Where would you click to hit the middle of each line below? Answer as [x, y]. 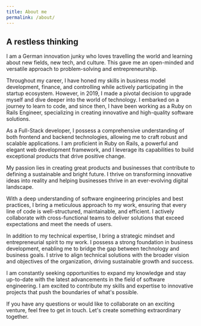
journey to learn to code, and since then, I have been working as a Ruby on [99, 106]
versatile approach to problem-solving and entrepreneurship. [82, 69]
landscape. [20, 187]
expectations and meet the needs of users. [59, 224]
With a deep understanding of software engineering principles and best [95, 198]
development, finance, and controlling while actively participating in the [95, 87]
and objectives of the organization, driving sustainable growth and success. [100, 262]
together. [17, 317]
